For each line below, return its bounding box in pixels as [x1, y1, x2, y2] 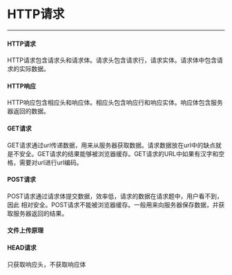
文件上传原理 [7, 226, 43, 235]
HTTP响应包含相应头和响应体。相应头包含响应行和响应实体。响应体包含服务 [7, 98, 223, 107]
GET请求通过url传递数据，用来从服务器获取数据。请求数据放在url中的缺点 [7, 141, 216, 149]
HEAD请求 [7, 243, 37, 252]
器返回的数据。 [7, 107, 50, 115]
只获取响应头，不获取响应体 [7, 260, 86, 268]
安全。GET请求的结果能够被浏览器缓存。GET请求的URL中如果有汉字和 [19, 149, 219, 158]
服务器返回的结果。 [12, 209, 68, 218]
